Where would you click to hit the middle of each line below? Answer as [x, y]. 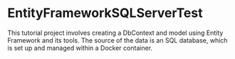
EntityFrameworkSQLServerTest [105, 13]
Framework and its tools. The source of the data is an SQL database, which [117, 40]
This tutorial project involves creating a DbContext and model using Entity [115, 33]
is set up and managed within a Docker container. [80, 48]
